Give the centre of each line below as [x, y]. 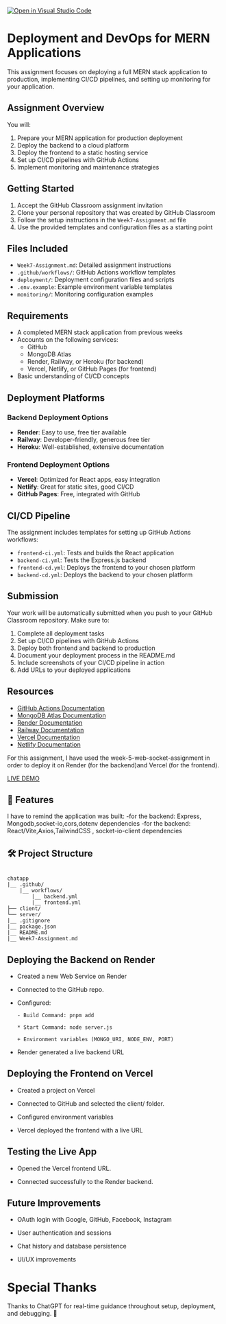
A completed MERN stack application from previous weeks [100, 332]
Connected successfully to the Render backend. [85, 1181]
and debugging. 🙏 [32, 1314]
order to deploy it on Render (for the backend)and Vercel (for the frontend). [113, 765]
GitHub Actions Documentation [61, 708]
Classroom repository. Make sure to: [58, 620]
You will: [19, 124]
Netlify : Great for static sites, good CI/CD [75, 487]
